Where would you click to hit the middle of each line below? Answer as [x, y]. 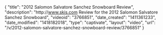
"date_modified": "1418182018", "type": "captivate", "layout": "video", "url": [80, 22]
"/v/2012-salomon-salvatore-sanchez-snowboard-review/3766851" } [74, 28]
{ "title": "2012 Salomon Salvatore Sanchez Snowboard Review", [69, 7]
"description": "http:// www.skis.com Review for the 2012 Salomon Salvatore [81, 12]
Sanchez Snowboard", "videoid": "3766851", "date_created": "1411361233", [80, 17]
